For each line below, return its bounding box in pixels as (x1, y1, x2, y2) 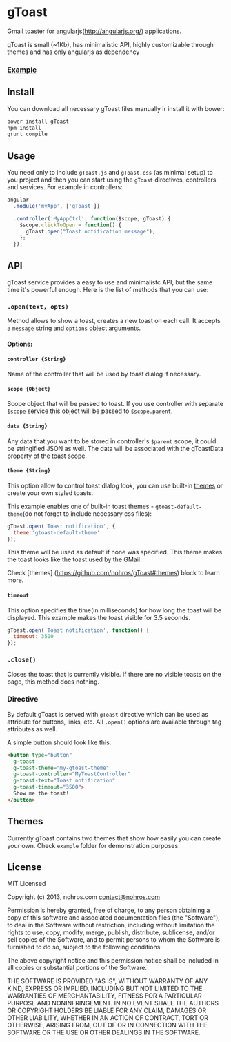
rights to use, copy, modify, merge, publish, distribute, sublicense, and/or (7, 928, 215, 936)
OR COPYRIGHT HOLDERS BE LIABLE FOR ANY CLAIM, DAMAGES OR (7, 1006, 207, 1015)
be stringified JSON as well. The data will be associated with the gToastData (7, 444, 224, 452)
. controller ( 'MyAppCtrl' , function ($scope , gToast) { (13, 215, 171, 222)
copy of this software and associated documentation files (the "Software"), (7, 914, 221, 922)
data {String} (7, 423, 48, 430)
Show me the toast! (13, 790, 70, 798)
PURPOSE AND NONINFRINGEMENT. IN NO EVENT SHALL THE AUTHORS (7, 999, 219, 1007)
